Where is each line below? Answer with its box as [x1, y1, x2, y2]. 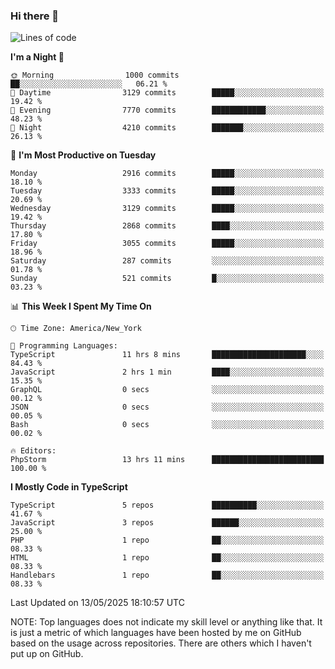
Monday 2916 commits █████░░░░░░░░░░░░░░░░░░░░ [10, 169, 325, 179]
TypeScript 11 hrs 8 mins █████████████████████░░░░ [10, 350, 325, 360]
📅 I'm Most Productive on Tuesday [10, 149, 157, 161]
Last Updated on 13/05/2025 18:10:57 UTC [10, 597, 185, 609]
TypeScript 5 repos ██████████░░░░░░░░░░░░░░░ [10, 500, 325, 511]
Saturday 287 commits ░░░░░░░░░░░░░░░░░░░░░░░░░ [10, 256, 325, 266]
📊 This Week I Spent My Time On [10, 300, 152, 313]
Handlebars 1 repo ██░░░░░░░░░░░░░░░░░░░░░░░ [10, 570, 325, 581]
